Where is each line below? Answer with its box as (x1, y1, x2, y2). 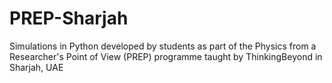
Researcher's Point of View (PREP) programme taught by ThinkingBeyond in (9, 50, 323, 62)
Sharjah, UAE (9, 61, 64, 73)
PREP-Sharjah (9, 7, 129, 30)
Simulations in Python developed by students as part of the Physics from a (9, 40, 317, 52)
